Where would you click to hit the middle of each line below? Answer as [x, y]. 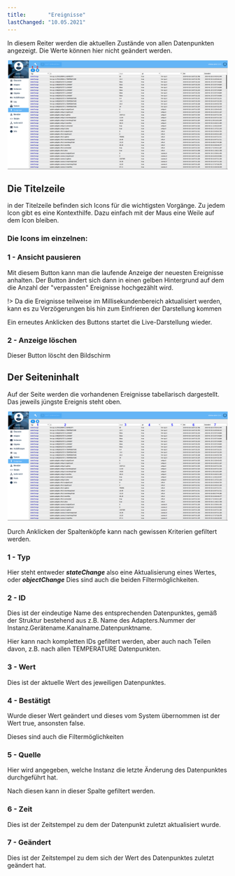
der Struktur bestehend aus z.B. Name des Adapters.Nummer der [101, 621]
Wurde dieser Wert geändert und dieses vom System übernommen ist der [114, 715]
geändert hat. [27, 865]
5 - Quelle [24, 754]
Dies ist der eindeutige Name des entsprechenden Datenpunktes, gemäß [112, 613]
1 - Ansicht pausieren [44, 257]
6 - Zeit [20, 810]
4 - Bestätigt [29, 700]
